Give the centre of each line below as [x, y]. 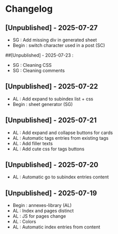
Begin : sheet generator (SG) [42, 104]
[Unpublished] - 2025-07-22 [52, 86]
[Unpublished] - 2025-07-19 [51, 193]
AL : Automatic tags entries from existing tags [61, 138]
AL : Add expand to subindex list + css [53, 99]
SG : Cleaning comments [39, 70]
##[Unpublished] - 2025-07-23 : [39, 55]
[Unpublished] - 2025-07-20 [52, 165]
